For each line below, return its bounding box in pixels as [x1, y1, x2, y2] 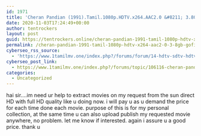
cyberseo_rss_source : [6, 48, 60, 54]
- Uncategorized [11, 75, 52, 81]
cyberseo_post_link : [6, 58, 58, 64]
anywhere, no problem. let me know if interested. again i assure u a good [6, 117, 186, 124]
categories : [6, 70, 36, 76]
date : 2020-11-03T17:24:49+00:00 [6, 20, 90, 26]
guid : [6, 36, 20, 42]
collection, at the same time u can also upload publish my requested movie [6, 111, 190, 118]
